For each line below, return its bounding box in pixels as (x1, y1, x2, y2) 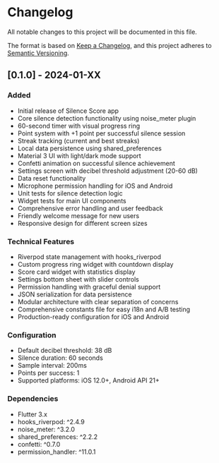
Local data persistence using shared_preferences (17, 144, 162, 152)
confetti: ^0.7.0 (17, 440, 61, 448)
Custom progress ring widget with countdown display (17, 260, 174, 268)
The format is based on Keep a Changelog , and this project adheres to (7, 41, 212, 49)
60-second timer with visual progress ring (17, 121, 141, 130)
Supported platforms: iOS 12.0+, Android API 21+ (17, 376, 160, 385)
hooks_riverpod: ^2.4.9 (17, 417, 85, 426)
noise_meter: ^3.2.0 (17, 425, 76, 433)
